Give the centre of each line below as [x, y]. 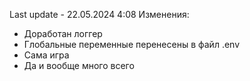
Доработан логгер [63, 33]
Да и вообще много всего [79, 65]
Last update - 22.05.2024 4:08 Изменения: [99, 14]
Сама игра [46, 55]
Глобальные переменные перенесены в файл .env [132, 44]
